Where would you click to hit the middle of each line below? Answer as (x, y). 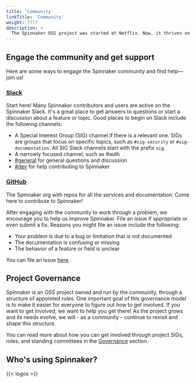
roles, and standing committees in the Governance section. (77, 341)
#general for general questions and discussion (71, 160)
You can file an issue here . (38, 260)
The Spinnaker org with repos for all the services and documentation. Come (98, 195)
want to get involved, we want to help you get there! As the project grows (95, 311)
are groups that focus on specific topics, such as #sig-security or (94, 142)
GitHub (16, 182)
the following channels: (34, 124)
